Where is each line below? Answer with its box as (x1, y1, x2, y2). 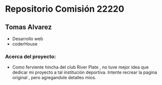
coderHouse (12, 41, 38, 47)
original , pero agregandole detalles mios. (12, 75, 97, 81)
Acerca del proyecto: (5, 53, 56, 60)
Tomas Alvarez (5, 23, 52, 31)
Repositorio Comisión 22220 (5, 3, 124, 15)
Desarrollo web (12, 36, 43, 42)
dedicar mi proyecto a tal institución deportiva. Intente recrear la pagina (12, 69, 157, 75)
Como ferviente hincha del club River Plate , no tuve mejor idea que (12, 64, 149, 70)
